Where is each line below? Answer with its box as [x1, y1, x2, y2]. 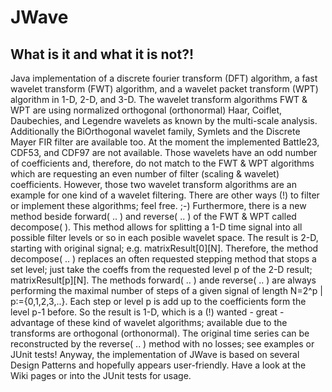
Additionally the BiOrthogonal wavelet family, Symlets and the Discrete [10, 126, 301, 137]
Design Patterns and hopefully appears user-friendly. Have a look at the [10, 359, 307, 371]
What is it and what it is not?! [10, 46, 195, 63]
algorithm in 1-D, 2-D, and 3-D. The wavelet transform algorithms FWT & [10, 94, 308, 105]
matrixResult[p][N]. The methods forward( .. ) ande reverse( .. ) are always [10, 274, 317, 286]
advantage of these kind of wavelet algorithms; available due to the [10, 317, 288, 328]
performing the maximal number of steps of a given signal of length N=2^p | [10, 285, 323, 296]
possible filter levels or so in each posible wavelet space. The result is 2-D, [10, 232, 319, 243]
